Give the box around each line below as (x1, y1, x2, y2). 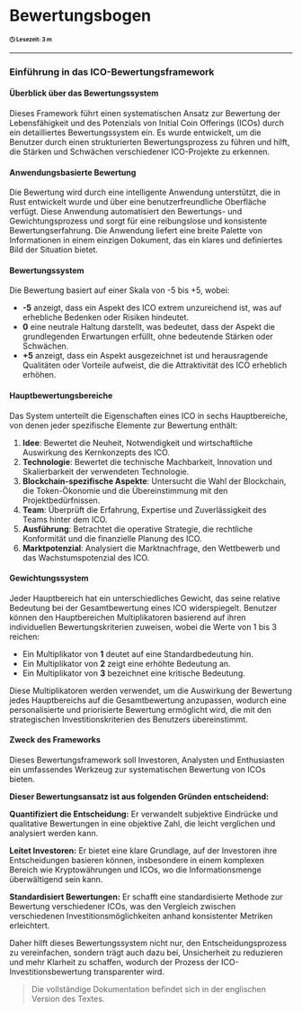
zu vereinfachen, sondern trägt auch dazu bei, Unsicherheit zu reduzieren (9, 947, 283, 958)
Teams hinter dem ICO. (22, 514, 108, 524)
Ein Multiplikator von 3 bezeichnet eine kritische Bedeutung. (22, 668, 245, 679)
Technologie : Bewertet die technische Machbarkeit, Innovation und (22, 456, 272, 467)
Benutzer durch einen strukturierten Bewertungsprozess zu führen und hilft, (9, 137, 290, 148)
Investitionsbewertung (9, 966, 93, 978)
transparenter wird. (93, 966, 164, 978)
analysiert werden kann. (9, 828, 99, 839)
